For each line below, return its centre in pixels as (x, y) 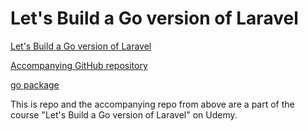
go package (35, 84)
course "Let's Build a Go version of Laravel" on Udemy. (124, 114)
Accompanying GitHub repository (79, 65)
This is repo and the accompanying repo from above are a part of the (152, 104)
